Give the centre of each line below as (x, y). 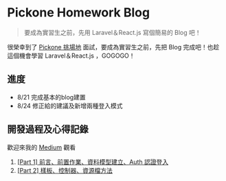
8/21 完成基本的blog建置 (51, 97)
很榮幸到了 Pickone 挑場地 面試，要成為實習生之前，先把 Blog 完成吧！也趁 (113, 47)
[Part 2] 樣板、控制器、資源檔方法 (65, 170)
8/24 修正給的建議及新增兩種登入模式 (70, 106)
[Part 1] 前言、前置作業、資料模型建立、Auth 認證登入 (93, 162)
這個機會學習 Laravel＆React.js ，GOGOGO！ (71, 56)
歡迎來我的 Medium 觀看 (42, 147)
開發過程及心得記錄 (48, 129)
